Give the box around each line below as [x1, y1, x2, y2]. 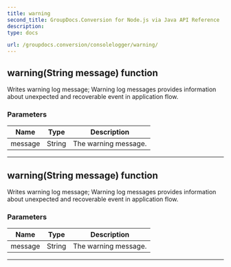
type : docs [7, 29, 38, 36]
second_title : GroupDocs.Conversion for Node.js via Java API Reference [7, 16, 220, 23]
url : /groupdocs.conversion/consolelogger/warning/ [7, 42, 158, 49]
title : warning [7, 10, 51, 17]
